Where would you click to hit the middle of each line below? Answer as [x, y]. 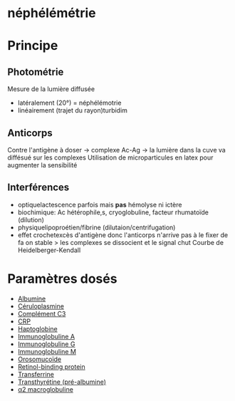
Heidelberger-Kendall [49, 250]
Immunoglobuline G [46, 344]
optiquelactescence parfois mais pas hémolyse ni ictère [100, 204]
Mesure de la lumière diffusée [51, 89]
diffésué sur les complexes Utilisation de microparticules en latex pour [110, 157]
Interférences [38, 188]
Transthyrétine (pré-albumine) [62, 382]
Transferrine [36, 374]
